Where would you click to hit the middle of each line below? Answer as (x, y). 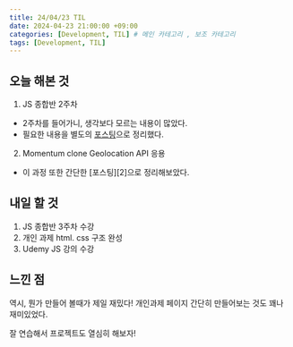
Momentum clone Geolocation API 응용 (94, 154)
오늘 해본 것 (39, 81)
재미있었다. (29, 314)
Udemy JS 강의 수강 (58, 249)
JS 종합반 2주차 (50, 105)
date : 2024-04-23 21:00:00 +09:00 (74, 26)
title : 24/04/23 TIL (48, 17)
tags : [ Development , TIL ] (57, 42)
